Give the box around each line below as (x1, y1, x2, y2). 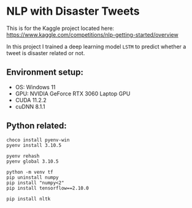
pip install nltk (6, 196, 51, 202)
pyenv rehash (6, 153, 40, 159)
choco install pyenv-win (6, 136, 70, 143)
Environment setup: (6, 67, 84, 78)
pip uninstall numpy (6, 174, 60, 180)
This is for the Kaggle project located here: (6, 24, 115, 32)
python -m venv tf (6, 169, 53, 175)
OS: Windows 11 (15, 83, 56, 91)
